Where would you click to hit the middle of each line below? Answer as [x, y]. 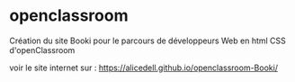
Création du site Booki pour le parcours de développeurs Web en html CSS [147, 41]
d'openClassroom [42, 50]
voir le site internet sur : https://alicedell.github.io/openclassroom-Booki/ [144, 68]
